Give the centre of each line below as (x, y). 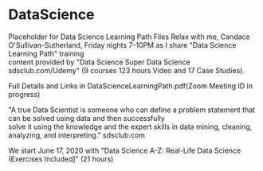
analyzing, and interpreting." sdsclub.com (77, 135)
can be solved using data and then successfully (86, 118)
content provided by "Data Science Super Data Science (99, 62)
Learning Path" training (46, 53)
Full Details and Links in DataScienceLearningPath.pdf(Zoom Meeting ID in (131, 86)
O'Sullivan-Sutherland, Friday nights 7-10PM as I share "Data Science (122, 45)
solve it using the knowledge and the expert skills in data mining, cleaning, (130, 126)
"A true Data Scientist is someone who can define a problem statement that (132, 110)
